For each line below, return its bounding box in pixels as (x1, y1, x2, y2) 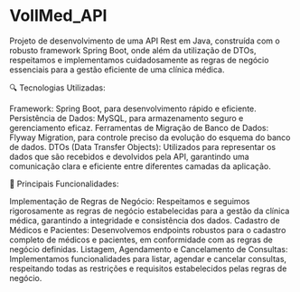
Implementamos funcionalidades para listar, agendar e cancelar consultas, (9, 253, 287, 264)
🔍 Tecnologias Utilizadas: (9, 82, 106, 93)
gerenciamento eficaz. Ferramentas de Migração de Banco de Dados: (9, 122, 269, 133)
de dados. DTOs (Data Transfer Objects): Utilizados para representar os (9, 141, 277, 152)
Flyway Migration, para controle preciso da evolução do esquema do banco (9, 132, 291, 143)
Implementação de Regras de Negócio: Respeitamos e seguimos (9, 195, 250, 206)
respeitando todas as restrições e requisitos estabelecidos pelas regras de (9, 263, 287, 274)
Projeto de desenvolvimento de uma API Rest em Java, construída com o (9, 35, 280, 46)
